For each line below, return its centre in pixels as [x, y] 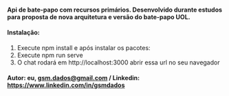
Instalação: [23, 33]
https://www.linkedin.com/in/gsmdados [66, 85]
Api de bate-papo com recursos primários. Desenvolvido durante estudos [115, 10]
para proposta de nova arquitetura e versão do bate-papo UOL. [99, 16]
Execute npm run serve [50, 55]
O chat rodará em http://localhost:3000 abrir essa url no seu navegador [118, 62]
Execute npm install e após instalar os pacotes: [84, 47]
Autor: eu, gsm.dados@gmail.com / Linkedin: [73, 78]
